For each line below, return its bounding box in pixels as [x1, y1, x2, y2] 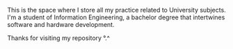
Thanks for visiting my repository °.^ [7, 34, 110, 42]
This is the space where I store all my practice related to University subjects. [7, 6, 226, 14]
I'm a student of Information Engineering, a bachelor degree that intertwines [7, 13, 225, 21]
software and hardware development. [7, 21, 115, 28]
